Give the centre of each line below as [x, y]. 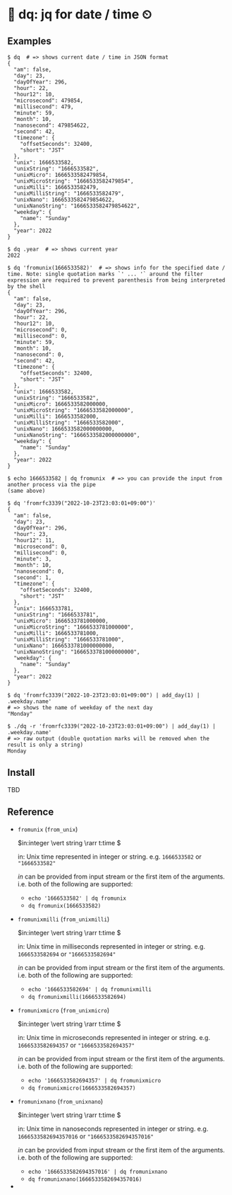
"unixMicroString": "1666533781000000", [74, 627]
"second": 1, [33, 578]
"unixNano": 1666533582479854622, [64, 200]
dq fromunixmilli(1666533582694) [77, 997]
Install [21, 773]
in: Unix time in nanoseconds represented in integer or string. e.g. [113, 1128]
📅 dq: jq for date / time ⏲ [80, 15]
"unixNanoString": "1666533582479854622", [77, 206]
